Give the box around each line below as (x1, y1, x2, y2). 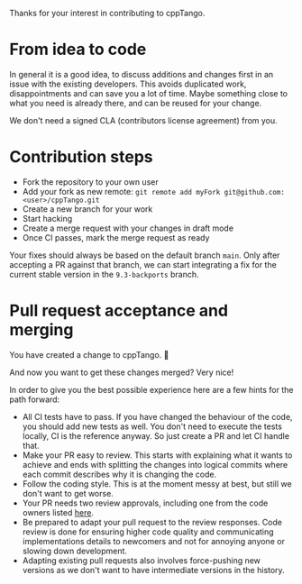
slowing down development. (22, 545, 128, 556)
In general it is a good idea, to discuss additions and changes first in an (9, 68, 274, 79)
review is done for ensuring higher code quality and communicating (22, 526, 274, 537)
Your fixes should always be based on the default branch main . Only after (9, 250, 280, 260)
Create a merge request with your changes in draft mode (22, 223, 234, 233)
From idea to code (9, 40, 147, 59)
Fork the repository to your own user (22, 176, 160, 187)
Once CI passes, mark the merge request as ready (22, 232, 210, 242)
